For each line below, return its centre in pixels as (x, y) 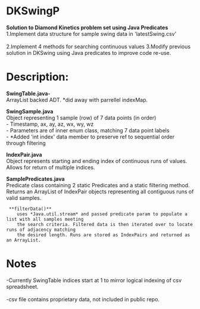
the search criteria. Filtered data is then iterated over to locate (105, 224)
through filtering (26, 143)
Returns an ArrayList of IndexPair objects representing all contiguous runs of (100, 191)
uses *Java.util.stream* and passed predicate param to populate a (102, 214)
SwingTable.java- (28, 93)
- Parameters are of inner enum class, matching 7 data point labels (88, 130)
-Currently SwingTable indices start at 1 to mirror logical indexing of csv (94, 280)
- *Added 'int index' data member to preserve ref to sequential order (90, 137)
